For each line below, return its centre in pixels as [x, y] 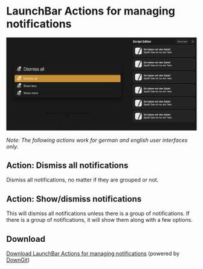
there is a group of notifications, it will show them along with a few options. [100, 220]
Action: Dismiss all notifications [67, 165]
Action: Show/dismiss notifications [74, 199]
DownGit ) [18, 260]
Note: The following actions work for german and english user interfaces [97, 140]
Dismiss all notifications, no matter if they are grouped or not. [82, 180]
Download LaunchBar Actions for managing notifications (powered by [93, 253]
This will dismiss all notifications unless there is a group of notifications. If [98, 213]
